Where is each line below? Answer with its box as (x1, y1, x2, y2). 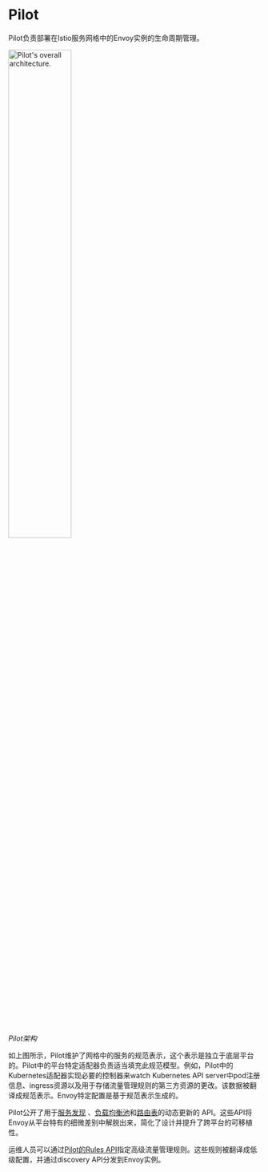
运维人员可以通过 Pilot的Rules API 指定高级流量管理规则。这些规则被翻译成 (8, 1144, 250, 1154)
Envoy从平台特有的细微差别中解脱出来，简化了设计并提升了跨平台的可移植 (8, 1118, 254, 1127)
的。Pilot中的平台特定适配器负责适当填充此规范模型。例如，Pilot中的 (8, 1060, 234, 1070)
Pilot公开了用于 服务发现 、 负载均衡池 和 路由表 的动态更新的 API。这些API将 (8, 1107, 253, 1117)
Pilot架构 (8, 1033, 38, 1043)
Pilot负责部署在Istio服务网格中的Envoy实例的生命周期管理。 (8, 33, 204, 42)
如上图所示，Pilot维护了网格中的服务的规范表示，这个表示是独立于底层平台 (8, 1050, 254, 1060)
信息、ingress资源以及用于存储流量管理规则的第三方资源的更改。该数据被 (8, 1080, 250, 1090)
